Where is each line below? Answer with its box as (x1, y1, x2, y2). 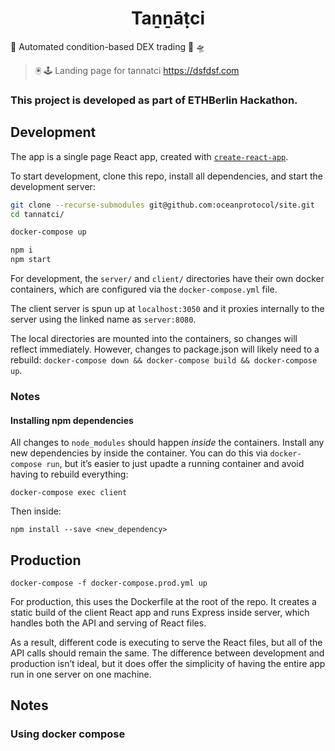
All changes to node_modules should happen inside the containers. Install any (10, 437, 325, 449)
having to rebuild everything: (10, 468, 129, 481)
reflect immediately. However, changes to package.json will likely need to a (10, 343, 320, 356)
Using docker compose (10, 727, 126, 741)
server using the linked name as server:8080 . (10, 313, 197, 326)
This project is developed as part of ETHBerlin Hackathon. (10, 93, 298, 107)
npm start (10, 255, 52, 265)
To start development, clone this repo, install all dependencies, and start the (10, 170, 323, 182)
